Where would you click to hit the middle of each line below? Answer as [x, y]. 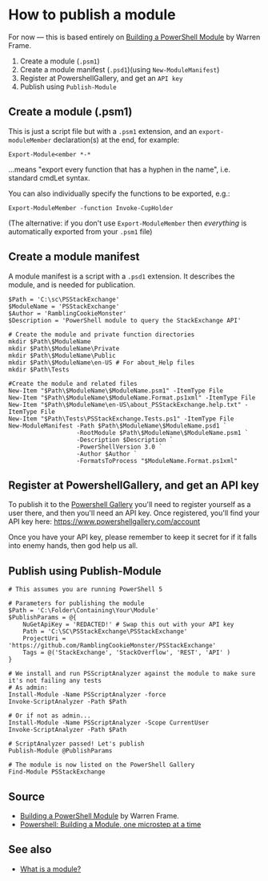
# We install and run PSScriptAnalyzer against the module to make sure [132, 674]
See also [30, 849]
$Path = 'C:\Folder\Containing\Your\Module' [84, 611]
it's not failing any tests [55, 681]
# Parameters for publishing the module [77, 603]
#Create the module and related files [73, 384]
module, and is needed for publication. [72, 284]
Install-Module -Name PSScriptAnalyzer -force [87, 695]
